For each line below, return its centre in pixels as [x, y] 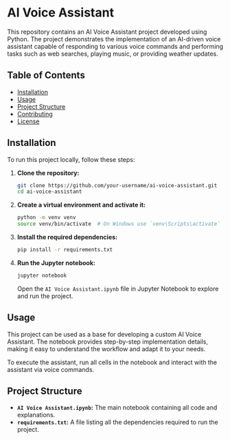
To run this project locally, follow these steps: [71, 159]
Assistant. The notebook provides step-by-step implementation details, [107, 342]
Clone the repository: [48, 173]
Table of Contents [46, 75]
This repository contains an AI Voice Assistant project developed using [107, 32]
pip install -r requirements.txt [65, 250]
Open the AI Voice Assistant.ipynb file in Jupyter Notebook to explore [118, 289]
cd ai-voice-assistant [49, 192]
